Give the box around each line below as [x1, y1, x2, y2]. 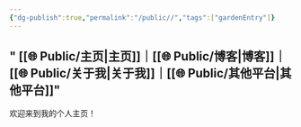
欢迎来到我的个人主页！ [9, 108, 96, 119]
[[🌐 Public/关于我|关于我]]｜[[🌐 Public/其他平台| [9, 66, 280, 81]
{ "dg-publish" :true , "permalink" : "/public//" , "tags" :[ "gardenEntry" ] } [9, 13, 276, 23]
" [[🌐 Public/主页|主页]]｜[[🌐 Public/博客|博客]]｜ [9, 49, 287, 64]
